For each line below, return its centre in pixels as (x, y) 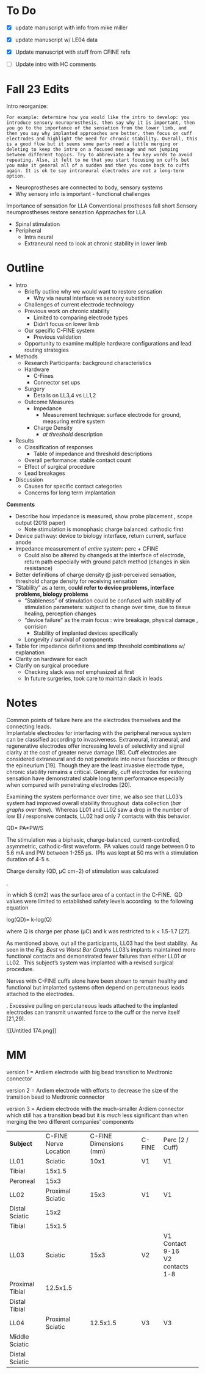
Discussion (29, 480)
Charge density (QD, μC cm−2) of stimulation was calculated (82, 871)
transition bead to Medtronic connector (56, 1097)
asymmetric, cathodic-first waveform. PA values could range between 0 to (101, 846)
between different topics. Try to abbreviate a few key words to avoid (99, 155)
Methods (26, 356)
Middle (19, 1336)
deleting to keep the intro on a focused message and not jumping (92, 150)
